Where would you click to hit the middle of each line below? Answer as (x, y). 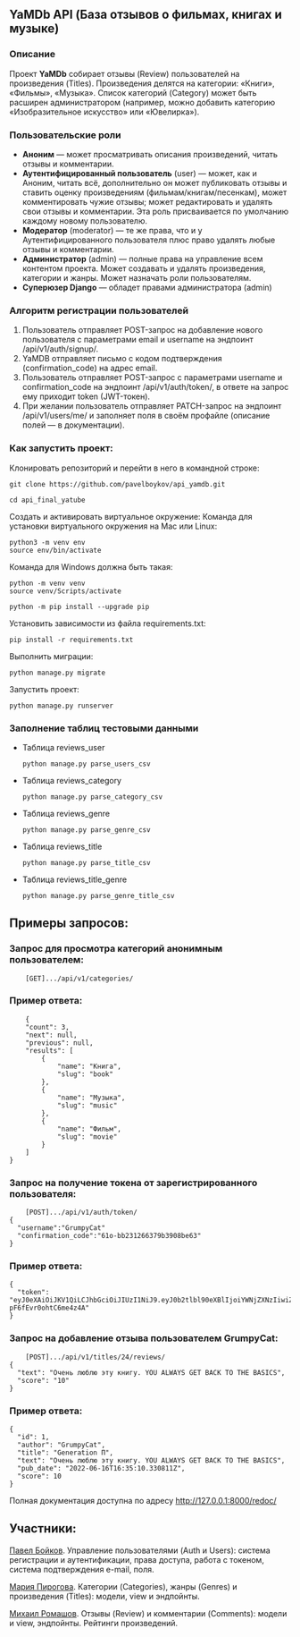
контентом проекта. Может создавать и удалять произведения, (144, 268)
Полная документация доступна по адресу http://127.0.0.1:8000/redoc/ (143, 1501)
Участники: (43, 1529)
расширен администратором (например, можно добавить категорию (142, 102)
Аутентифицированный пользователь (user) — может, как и (139, 173)
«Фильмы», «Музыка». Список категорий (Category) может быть (133, 92)
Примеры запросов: (69, 924)
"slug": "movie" (87, 1137)
